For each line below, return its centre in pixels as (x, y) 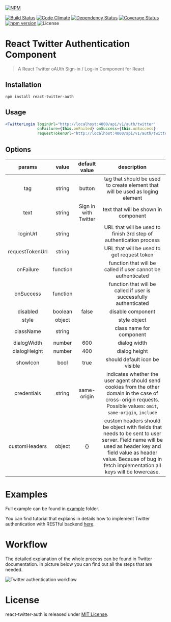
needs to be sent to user (133, 433)
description (132, 167)
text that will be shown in (132, 209)
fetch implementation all (132, 465)
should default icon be (132, 359)
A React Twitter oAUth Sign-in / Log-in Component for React (81, 68)
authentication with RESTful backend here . (50, 524)
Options (18, 149)
